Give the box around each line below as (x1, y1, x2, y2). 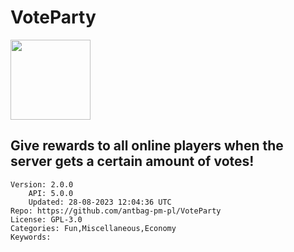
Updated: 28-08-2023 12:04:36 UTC (28, 197, 172, 207)
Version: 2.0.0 (10, 179, 74, 190)
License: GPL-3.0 (10, 214, 83, 225)
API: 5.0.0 (28, 188, 74, 198)
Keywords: (10, 232, 52, 242)
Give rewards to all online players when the (10, 137, 284, 155)
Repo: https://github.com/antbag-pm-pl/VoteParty (10, 206, 222, 216)
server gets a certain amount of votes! (10, 153, 255, 170)
